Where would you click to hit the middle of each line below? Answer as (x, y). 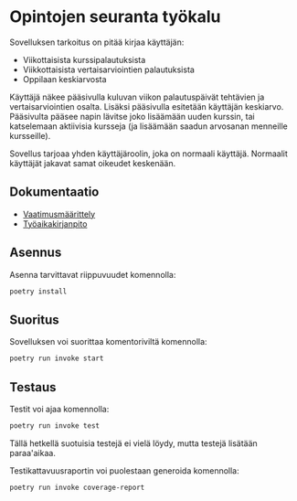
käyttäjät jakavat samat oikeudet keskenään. (93, 163)
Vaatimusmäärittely (59, 214)
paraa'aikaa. (33, 453)
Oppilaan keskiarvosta (64, 79)
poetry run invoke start (57, 358)
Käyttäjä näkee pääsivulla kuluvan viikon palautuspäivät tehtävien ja (137, 97)
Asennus (36, 253)
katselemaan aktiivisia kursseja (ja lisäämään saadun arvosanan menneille (148, 126)
